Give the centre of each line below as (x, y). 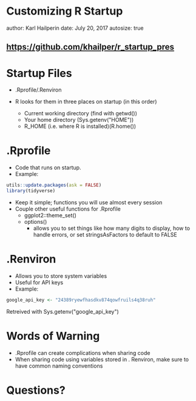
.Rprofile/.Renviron (38, 90)
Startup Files (39, 73)
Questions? (36, 390)
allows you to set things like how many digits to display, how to (111, 228)
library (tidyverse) (31, 191)
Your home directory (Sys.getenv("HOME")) (79, 120)
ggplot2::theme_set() (50, 215)
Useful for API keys (39, 282)
